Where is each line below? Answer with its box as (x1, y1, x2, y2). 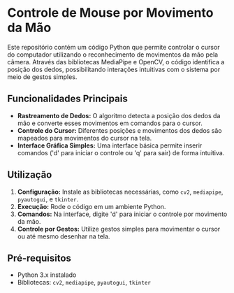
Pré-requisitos (7, 252, 72, 264)
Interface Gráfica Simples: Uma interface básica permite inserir (17, 141, 203, 150)
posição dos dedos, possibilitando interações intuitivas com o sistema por (7, 65, 221, 73)
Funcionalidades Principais (7, 93, 128, 105)
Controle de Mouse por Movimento (7, 5, 214, 21)
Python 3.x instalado (17, 271, 77, 279)
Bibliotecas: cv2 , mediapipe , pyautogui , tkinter (17, 278, 152, 287)
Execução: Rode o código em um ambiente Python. (17, 202, 166, 210)
